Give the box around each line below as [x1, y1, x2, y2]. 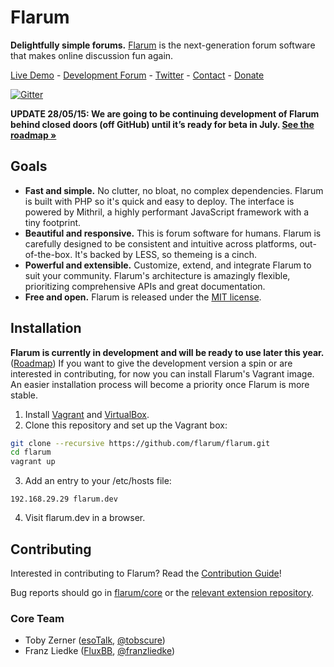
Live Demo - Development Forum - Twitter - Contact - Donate [10, 69, 265, 81]
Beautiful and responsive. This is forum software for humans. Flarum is [24, 227, 322, 239]
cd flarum [10, 447, 52, 458]
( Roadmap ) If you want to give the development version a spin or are [10, 357, 293, 369]
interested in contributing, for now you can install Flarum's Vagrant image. [10, 367, 315, 380]
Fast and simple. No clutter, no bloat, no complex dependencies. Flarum [24, 184, 324, 196]
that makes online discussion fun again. [10, 49, 174, 61]
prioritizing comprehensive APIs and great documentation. [24, 280, 266, 292]
